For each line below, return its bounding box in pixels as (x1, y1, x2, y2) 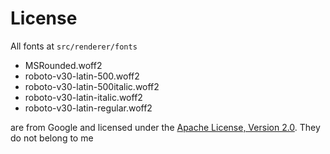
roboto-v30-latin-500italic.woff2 (24, 80, 160, 92)
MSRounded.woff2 (24, 59, 103, 71)
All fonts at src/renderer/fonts (10, 40, 138, 52)
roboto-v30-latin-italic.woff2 (24, 91, 143, 103)
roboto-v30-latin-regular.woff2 (24, 102, 153, 114)
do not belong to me (10, 132, 94, 144)
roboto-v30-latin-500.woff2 (24, 70, 140, 82)
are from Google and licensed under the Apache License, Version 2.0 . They (10, 121, 321, 133)
